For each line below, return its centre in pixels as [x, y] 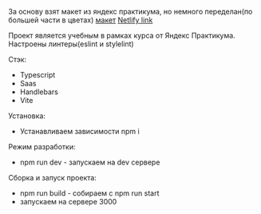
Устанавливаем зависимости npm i [79, 131]
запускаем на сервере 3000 [68, 202]
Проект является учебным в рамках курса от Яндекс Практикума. [122, 36]
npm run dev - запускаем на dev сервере [90, 162]
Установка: [27, 116]
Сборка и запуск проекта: [53, 178]
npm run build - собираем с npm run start [89, 193]
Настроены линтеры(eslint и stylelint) [71, 44]
